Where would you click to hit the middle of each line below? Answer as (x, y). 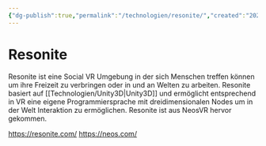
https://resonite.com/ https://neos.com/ (72, 133)
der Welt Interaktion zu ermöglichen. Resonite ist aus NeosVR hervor (120, 110)
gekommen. (28, 118)
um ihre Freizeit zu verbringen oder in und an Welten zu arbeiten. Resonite (129, 84)
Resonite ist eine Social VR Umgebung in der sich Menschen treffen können (131, 77)
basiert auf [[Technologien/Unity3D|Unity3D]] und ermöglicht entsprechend (132, 93)
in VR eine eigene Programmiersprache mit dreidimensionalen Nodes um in (131, 101)
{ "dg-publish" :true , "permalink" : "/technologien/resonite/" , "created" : (127, 15)
